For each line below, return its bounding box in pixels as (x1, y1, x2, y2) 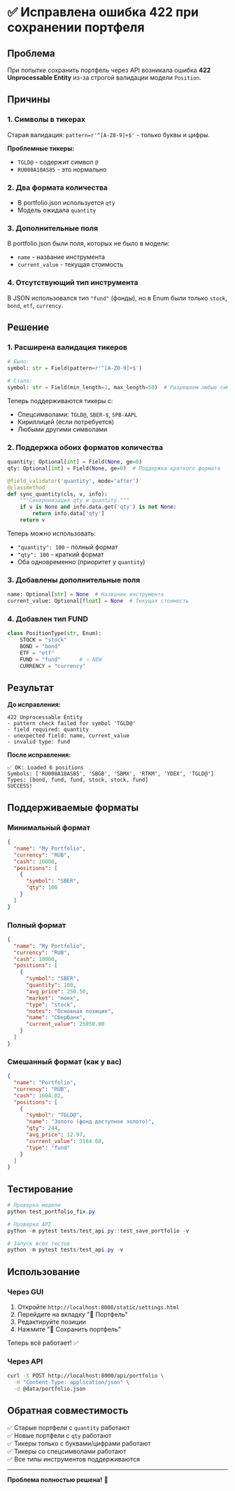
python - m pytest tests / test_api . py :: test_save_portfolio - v (7, 1227, 190, 1234)
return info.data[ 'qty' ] (32, 510, 105, 517)
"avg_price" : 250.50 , (25, 988, 90, 995)
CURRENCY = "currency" (20, 662, 86, 669)
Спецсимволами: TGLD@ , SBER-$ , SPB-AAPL (17, 410, 138, 419)
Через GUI (7, 1287, 44, 1296)
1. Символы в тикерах (7, 115, 86, 125)
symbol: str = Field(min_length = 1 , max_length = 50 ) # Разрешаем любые (7, 384, 218, 391)
